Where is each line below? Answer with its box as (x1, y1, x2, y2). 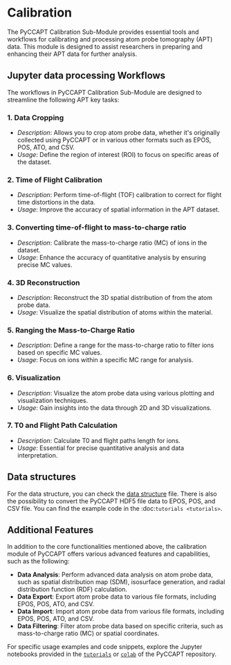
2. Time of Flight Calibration (7, 175, 102, 185)
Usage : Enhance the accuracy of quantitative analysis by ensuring (17, 253, 206, 261)
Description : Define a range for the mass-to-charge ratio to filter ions (17, 341, 214, 350)
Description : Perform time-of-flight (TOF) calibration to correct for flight (17, 191, 222, 199)
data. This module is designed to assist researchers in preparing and (7, 42, 203, 50)
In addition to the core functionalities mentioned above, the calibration (7, 543, 207, 551)
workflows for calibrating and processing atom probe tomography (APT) (7, 35, 213, 43)
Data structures (7, 471, 76, 483)
